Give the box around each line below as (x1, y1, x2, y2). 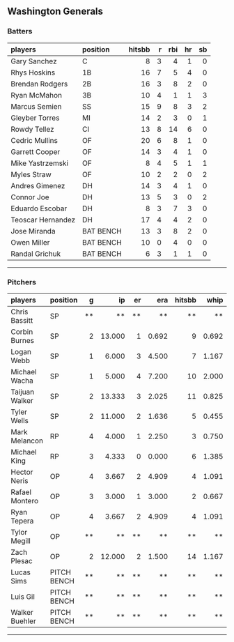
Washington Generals (7, 6, 103, 17)
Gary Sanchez (10, 56, 57, 66)
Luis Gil (10, 592, 35, 602)
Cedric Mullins (10, 135, 58, 145)
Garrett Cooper (10, 146, 61, 156)
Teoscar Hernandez (10, 215, 76, 224)
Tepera (10, 516, 34, 526)
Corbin (10, 327, 33, 337)
